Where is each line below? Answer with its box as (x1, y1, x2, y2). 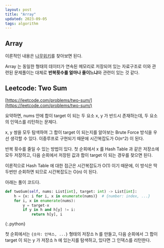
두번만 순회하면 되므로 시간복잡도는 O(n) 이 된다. (5, 169, 98, 175)
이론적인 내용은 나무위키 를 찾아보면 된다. (5, 53, 82, 59)
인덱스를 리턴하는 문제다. (10, 119, 58, 125)
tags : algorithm (5, 21, 38, 26)
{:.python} (5, 221, 26, 227)
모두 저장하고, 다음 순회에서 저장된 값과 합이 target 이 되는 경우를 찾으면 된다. (5, 152, 153, 158)
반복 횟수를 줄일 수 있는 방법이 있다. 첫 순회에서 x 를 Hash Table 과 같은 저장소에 (5, 146, 160, 152)
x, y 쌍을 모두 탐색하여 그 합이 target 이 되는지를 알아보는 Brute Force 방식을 (5, 129, 152, 135)
